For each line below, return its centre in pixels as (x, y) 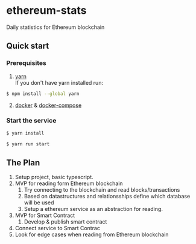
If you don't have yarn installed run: (59, 82)
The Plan (23, 163)
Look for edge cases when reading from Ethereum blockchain (92, 234)
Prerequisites (26, 63)
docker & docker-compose (48, 105)
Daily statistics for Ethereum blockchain (55, 27)
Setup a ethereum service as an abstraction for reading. (93, 209)
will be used (39, 203)
